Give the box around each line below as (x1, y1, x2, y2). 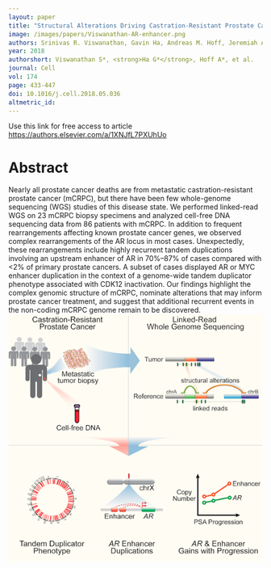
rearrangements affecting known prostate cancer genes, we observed (8, 228, 242, 238)
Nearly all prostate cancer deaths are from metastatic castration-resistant (8, 185, 253, 195)
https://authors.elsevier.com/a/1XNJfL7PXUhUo (8, 130, 167, 140)
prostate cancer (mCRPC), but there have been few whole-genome (8, 194, 231, 204)
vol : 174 (8, 73, 38, 81)
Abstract (8, 158, 69, 177)
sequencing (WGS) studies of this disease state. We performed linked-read (8, 202, 259, 212)
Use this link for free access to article (8, 121, 133, 131)
